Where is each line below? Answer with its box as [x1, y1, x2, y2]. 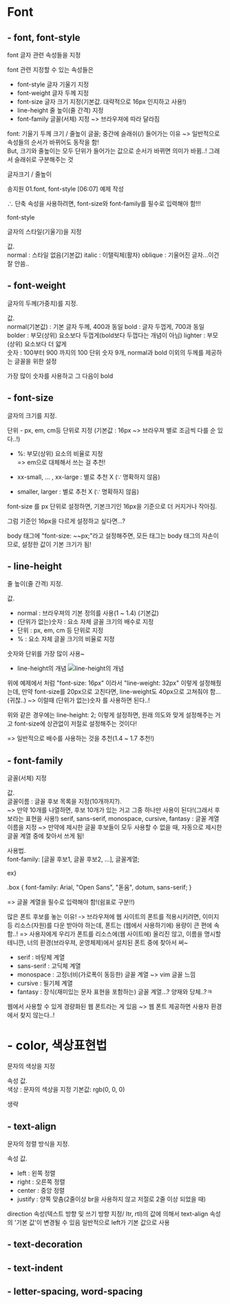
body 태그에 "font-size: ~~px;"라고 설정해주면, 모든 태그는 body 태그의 [7, 531, 201, 540]
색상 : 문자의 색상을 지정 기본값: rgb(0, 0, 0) [7, 1086, 125, 1094]
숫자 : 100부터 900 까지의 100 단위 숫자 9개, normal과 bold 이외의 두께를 [7, 348, 205, 357]
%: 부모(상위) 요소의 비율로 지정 [17, 449, 103, 457]
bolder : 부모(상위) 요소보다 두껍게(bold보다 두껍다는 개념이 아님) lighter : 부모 [7, 331, 218, 339]
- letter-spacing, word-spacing [7, 1286, 143, 1298]
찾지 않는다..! [19, 1011, 55, 1019]
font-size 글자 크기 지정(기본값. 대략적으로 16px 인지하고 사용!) [17, 97, 187, 106]
